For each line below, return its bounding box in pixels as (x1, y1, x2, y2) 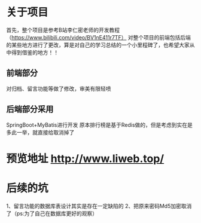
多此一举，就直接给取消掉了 (6, 129, 75, 136)
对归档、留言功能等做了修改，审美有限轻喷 (6, 85, 111, 92)
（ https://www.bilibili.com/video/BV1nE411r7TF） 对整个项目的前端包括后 (6, 33, 186, 41)
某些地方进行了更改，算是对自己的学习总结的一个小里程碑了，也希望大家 (11, 41, 190, 48)
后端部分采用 (6, 104, 54, 114)
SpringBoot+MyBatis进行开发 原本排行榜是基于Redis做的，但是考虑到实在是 (6, 121, 193, 129)
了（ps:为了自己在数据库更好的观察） (6, 210, 98, 217)
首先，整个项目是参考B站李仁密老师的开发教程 (6, 26, 120, 33)
